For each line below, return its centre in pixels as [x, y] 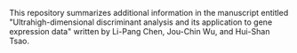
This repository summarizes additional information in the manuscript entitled [149, 13]
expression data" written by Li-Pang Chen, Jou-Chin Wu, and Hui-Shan [140, 31]
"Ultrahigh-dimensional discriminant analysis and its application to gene [141, 22]
